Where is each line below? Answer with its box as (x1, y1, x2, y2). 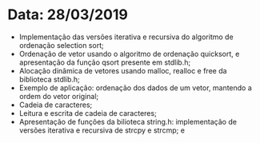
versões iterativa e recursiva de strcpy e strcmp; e (18, 125, 186, 135)
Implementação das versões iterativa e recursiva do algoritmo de (18, 32, 234, 42)
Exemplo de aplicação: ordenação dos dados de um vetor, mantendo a (18, 82, 253, 93)
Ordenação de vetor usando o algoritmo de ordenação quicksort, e (18, 49, 240, 58)
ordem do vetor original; (18, 91, 99, 101)
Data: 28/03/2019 (7, 6, 129, 24)
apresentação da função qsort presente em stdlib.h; (18, 58, 191, 67)
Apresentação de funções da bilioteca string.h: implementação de (18, 117, 238, 126)
